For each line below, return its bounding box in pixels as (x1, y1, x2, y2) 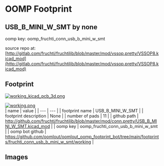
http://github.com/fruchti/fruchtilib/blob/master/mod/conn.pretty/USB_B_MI (5, 118, 157, 124)
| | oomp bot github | (5, 128, 46, 134)
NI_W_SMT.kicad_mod (5, 123, 50, 129)
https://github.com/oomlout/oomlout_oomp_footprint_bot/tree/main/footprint (5, 133, 159, 140)
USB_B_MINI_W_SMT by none (5, 23, 98, 31)
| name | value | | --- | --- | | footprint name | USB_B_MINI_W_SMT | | (5, 107, 143, 113)
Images (5, 153, 28, 162)
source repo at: (5, 45, 36, 51)
